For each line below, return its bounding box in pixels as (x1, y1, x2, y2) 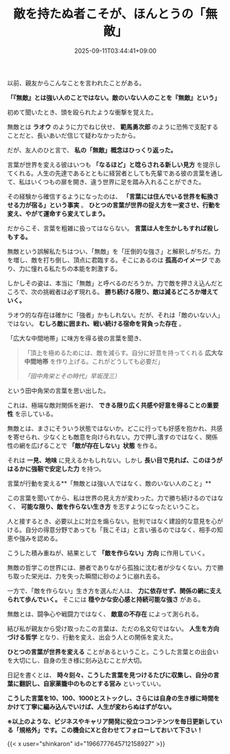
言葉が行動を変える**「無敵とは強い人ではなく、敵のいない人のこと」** (7, 479, 211, 487)
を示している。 (14, 410, 57, 418)
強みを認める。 (19, 534, 62, 542)
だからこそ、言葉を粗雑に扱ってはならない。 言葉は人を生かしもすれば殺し (7, 224, 219, 232)
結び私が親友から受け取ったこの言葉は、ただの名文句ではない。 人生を (7, 624, 207, 632)
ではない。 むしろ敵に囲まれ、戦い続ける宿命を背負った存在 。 (7, 319, 185, 327)
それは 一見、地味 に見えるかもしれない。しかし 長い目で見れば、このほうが (7, 456, 223, 464)
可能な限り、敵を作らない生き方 (20, 502, 111, 511)
